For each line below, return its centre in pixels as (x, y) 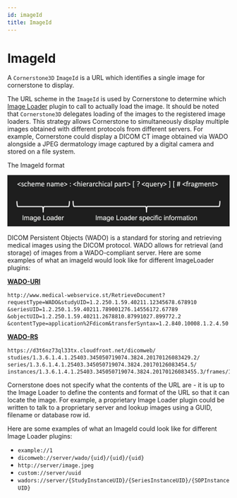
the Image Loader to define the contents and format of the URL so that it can (119, 392)
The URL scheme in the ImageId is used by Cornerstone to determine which (117, 99)
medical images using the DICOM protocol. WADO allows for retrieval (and (115, 245)
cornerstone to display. (41, 86)
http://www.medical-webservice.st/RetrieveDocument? (86, 295)
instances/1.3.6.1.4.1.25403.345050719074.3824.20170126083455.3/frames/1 (120, 371)
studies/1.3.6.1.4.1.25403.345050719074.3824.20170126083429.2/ (104, 357)
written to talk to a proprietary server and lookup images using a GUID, (110, 407)
